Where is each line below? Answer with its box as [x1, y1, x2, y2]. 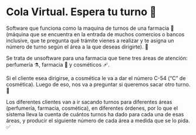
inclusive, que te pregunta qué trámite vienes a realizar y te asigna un [6, 37, 174, 44]
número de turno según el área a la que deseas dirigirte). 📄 [6, 43, 148, 50]
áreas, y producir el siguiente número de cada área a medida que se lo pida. [6, 117, 190, 124]
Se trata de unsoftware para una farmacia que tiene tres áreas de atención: [6, 54, 188, 61]
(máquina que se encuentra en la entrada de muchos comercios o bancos [6, 30, 185, 37]
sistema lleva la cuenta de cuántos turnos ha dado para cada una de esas [6, 110, 184, 117]
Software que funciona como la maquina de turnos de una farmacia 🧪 [6, 25, 174, 32]
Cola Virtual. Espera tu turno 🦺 [6, 5, 157, 19]
